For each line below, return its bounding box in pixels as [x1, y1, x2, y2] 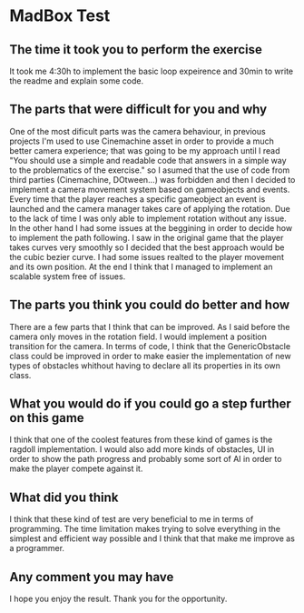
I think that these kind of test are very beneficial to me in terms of [9, 514, 254, 525]
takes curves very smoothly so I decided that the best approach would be [9, 242, 285, 253]
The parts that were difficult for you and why [9, 102, 268, 117]
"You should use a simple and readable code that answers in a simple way [9, 155, 288, 166]
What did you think [9, 489, 119, 505]
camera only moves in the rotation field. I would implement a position [9, 331, 268, 342]
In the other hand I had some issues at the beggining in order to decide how [9, 222, 293, 233]
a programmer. [9, 543, 65, 554]
